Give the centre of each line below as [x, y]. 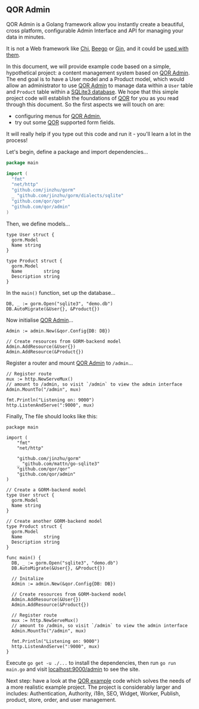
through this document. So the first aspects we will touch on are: [85, 104]
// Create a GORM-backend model [46, 490]
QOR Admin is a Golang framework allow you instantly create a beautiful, [95, 24]
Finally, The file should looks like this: [52, 416]
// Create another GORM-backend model [54, 521]
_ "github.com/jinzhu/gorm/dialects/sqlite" [68, 196]
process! [17, 140]
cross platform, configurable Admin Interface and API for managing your [95, 30]
